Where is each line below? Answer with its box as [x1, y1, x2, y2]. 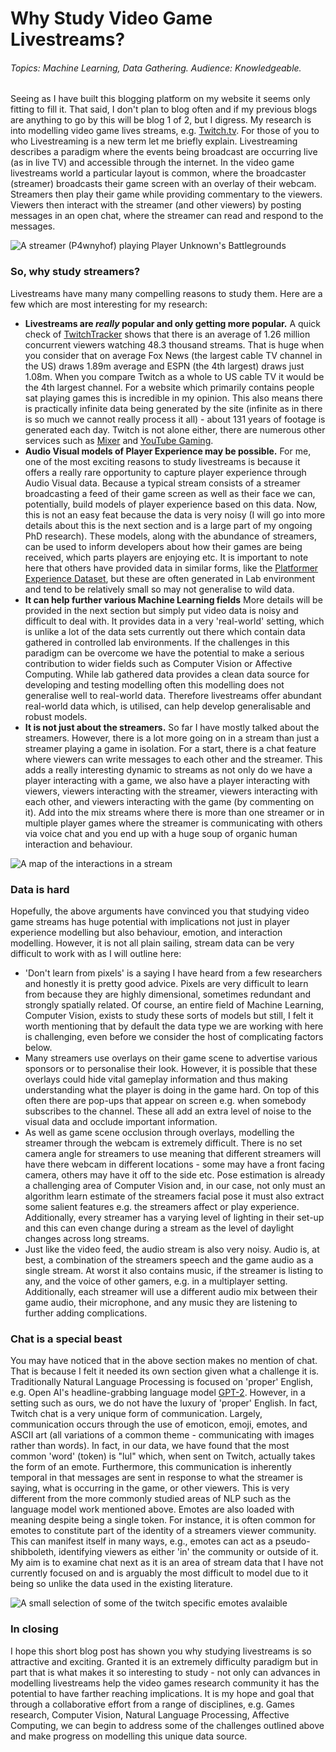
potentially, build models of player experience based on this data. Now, [24, 498, 318, 510]
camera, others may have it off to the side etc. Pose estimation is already [24, 1168, 326, 1181]
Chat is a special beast [10, 1332, 123, 1346]
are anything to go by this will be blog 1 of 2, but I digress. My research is [10, 114, 312, 126]
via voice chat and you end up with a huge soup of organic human [24, 827, 298, 839]
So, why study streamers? [10, 265, 141, 279]
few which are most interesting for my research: [10, 298, 208, 310]
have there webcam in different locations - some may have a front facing [24, 1158, 325, 1170]
